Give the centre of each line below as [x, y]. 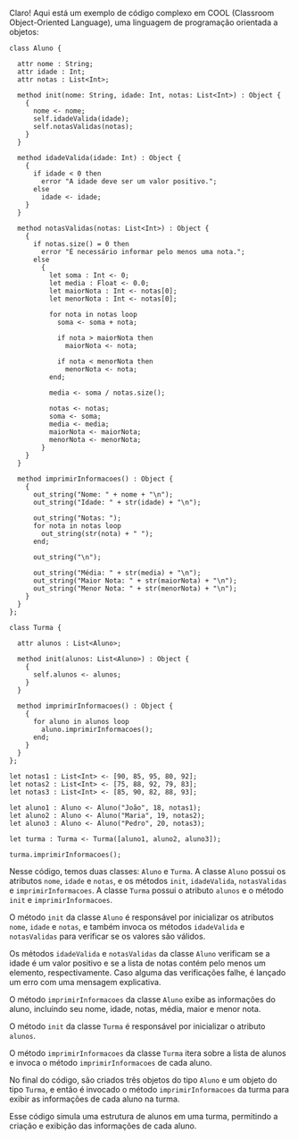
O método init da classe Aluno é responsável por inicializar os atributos [141, 917]
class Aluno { [36, 48]
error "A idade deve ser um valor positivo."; [129, 182]
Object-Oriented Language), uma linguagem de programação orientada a [144, 22]
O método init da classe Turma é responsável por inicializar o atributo [137, 1026]
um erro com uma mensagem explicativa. [85, 982]
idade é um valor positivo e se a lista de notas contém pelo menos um [137, 963]
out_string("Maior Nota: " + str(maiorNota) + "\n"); [135, 581]
